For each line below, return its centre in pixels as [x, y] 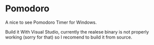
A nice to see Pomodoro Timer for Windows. [51, 22]
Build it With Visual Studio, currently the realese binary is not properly [77, 32]
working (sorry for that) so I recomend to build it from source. [69, 37]
